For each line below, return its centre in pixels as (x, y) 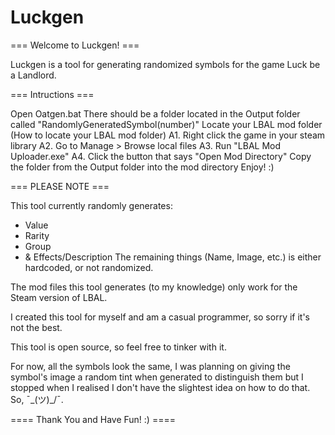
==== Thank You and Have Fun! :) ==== (93, 419)
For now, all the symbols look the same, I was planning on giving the (150, 366)
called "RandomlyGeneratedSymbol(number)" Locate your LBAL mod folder (166, 124)
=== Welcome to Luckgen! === (75, 45)
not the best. (36, 327)
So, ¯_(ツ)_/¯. (37, 399)
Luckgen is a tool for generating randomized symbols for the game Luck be (165, 64)
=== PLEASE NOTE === (60, 186)
